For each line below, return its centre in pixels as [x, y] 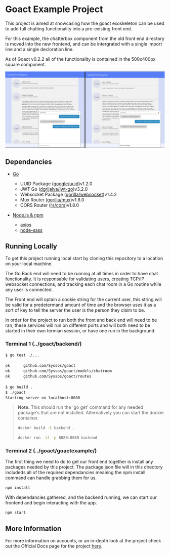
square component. [26, 64]
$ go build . [19, 387]
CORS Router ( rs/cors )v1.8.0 [50, 205]
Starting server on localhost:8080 [43, 398]
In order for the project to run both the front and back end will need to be [81, 320]
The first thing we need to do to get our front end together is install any [79, 462]
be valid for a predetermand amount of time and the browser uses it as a [81, 305]
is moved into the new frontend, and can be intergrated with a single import [84, 44]
